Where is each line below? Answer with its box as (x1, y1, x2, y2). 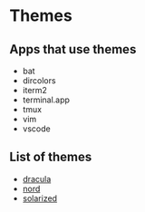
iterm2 (22, 85, 48, 95)
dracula (22, 173, 52, 184)
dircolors (22, 75, 56, 86)
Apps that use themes (9, 42, 137, 57)
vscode (22, 123, 52, 134)
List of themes (9, 149, 92, 165)
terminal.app (22, 94, 71, 105)
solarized (22, 192, 57, 204)
